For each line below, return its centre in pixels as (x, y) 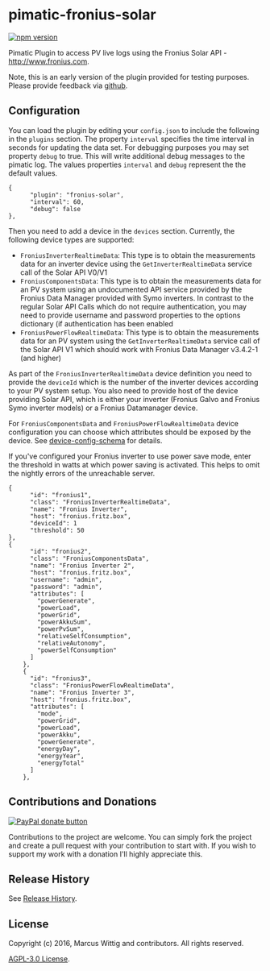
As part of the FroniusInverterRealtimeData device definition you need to (130, 373)
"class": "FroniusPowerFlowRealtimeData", (102, 685)
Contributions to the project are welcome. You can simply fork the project (130, 836)
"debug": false (55, 209)
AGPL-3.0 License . (39, 959)
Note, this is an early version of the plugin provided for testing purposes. (129, 77)
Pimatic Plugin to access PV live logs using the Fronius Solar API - (118, 52)
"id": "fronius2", (60, 551)
